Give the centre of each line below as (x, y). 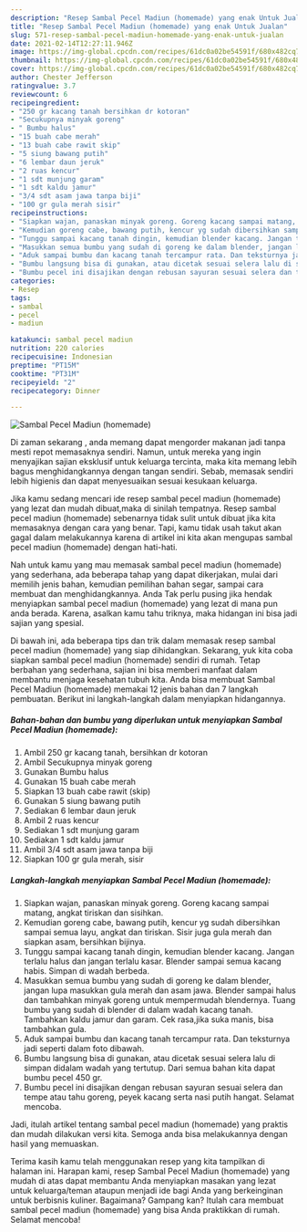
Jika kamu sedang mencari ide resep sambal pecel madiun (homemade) (146, 499)
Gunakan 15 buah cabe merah (79, 782)
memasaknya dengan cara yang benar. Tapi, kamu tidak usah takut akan (146, 528)
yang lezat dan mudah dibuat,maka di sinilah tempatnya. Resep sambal (143, 508)
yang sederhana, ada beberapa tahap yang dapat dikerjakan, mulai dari (144, 575)
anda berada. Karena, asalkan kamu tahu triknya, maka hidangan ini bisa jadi (154, 613)
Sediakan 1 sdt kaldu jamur (74, 840)
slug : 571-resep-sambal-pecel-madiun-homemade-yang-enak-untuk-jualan (147, 35)
